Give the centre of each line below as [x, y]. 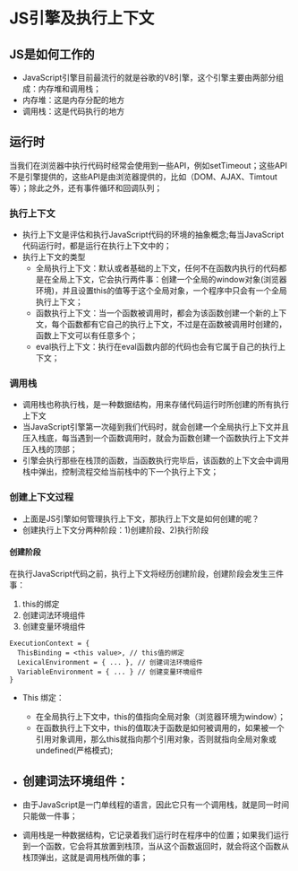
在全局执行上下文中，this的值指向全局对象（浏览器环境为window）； [161, 716]
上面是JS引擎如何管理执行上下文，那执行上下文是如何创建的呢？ [140, 518]
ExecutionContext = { [50, 643]
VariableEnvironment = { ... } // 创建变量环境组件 [110, 672]
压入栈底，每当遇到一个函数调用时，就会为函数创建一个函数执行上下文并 [155, 438]
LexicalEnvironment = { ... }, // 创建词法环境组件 [110, 662]
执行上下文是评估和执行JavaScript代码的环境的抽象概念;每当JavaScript [153, 235]
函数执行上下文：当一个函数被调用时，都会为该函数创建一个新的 [153, 313]
